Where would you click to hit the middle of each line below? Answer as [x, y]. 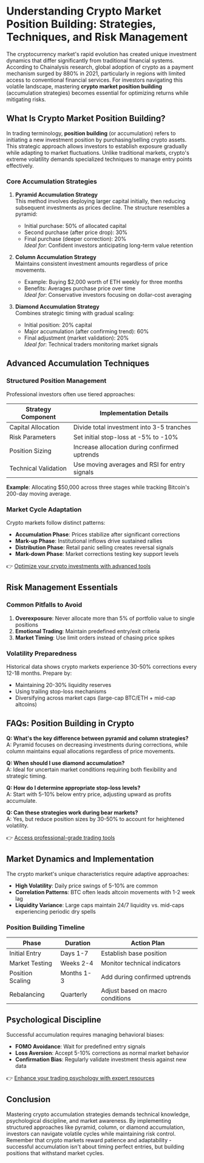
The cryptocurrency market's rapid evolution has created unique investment [102, 54]
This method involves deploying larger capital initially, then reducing [100, 201]
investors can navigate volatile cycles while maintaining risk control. [91, 1133]
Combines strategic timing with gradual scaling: [75, 313]
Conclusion [29, 1099]
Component [39, 417]
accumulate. [22, 800]
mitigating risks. [26, 99]
